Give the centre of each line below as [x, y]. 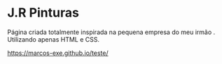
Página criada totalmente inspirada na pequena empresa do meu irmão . [111, 32]
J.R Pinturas [43, 13]
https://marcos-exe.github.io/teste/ [58, 53]
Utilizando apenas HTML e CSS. [54, 39]
